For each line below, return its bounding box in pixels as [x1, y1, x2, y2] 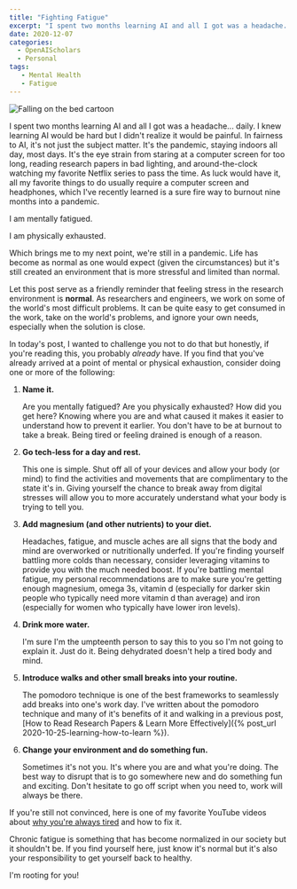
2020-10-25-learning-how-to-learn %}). [21, 727, 170, 737]
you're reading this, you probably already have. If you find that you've [9, 348, 264, 358]
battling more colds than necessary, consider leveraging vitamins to [21, 555, 270, 565]
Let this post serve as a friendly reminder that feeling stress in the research [9, 283, 284, 294]
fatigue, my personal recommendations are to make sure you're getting [21, 573, 282, 584]
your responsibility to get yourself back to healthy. [9, 853, 193, 863]
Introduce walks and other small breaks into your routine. [21, 672, 238, 683]
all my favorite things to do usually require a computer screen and [9, 177, 250, 187]
